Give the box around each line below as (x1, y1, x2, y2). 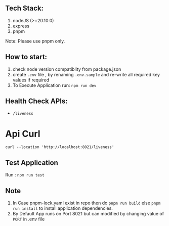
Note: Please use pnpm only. (5, 38, 65, 44)
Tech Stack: (5, 4, 44, 13)
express (12, 23, 29, 29)
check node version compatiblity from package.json (12, 66, 121, 72)
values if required (12, 77, 50, 83)
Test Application (5, 158, 58, 167)
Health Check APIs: (5, 97, 68, 106)
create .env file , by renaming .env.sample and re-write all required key (12, 71, 160, 77)
